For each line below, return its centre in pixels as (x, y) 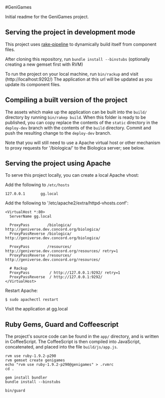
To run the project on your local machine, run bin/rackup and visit (72, 74)
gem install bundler (26, 378)
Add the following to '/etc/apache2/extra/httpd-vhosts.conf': (67, 203)
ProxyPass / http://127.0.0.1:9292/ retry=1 (65, 273)
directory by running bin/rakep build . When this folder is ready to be (76, 117)
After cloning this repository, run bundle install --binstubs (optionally (78, 59)
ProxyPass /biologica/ (41, 225)
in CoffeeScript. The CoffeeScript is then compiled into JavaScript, (73, 342)
